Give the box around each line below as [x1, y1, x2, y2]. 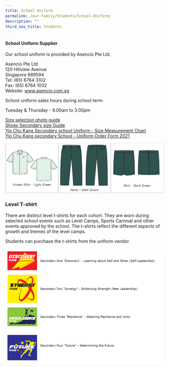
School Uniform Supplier [5, 40, 58, 46]
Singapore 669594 [5, 72, 44, 78]
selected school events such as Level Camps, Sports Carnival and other [5, 218, 154, 224]
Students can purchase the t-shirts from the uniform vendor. [5, 238, 130, 244]
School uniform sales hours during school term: [5, 98, 104, 104]
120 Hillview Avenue [5, 66, 47, 72]
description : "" [5, 19, 39, 24]
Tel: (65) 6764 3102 [5, 77, 46, 83]
